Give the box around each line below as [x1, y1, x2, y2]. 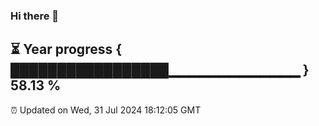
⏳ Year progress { [10, 41, 123, 58]
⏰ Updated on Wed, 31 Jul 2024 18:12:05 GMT [10, 104, 202, 116]
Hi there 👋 [10, 9, 60, 23]
